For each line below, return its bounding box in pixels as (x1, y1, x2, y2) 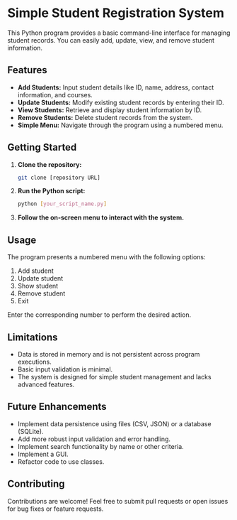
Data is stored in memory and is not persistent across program (17, 350, 200, 358)
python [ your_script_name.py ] (17, 200, 108, 207)
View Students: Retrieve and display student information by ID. (17, 105, 202, 114)
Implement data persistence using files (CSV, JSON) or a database (17, 419, 212, 428)
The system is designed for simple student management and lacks (17, 372, 212, 381)
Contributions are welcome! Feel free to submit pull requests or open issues (7, 497, 229, 505)
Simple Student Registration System (7, 5, 225, 21)
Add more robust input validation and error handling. (17, 435, 171, 443)
